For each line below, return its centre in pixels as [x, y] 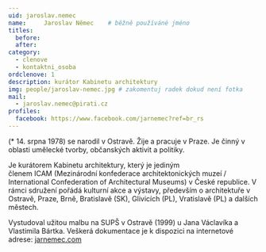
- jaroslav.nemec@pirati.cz [62, 104]
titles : [21, 30]
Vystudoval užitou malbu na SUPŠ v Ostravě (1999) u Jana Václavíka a [123, 222]
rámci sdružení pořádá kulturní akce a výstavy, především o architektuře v [129, 190]
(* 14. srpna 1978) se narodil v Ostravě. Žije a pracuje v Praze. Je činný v [127, 141]
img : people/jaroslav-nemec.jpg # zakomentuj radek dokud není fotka [126, 89]
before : [28, 38]
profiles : [25, 112]
